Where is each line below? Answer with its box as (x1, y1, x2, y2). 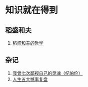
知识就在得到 (5, 4, 58, 16)
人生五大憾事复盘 (12, 76, 48, 82)
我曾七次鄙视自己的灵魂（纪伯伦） (12, 70, 83, 76)
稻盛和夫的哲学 (12, 40, 43, 46)
